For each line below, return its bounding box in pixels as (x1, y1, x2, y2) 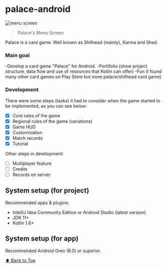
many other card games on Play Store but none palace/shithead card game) (5, 74, 161, 80)
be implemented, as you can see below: (5, 103, 87, 109)
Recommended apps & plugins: (5, 200, 69, 206)
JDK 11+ (12, 215, 29, 221)
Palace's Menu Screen (17, 29, 64, 35)
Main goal (5, 51, 30, 58)
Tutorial (12, 141, 28, 147)
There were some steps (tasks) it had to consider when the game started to (5, 97, 161, 103)
